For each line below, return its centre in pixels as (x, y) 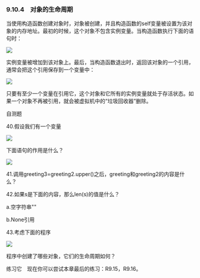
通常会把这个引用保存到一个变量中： (51, 70)
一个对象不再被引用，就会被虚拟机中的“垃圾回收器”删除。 (81, 101)
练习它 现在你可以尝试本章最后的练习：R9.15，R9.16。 (74, 269)
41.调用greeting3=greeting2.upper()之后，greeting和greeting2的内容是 (93, 174)
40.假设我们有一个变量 (34, 126)
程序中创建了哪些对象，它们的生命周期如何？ (61, 256)
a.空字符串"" (21, 207)
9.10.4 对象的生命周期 (40, 9)
